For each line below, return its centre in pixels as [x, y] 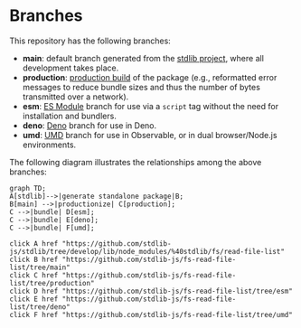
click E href [34, 299]
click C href [34, 275]
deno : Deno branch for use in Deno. [89, 125]
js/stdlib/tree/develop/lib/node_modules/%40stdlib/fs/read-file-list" [147, 251]
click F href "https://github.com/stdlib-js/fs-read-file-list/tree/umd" [151, 314]
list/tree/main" [40, 267]
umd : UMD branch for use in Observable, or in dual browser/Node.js [150, 135]
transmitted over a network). [75, 97]
